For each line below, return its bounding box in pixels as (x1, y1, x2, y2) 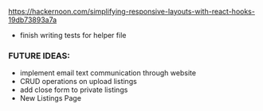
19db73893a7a (8, 15, 57, 25)
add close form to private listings (19, 85, 128, 94)
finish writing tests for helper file (19, 31, 127, 40)
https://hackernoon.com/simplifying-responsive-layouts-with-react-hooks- (8, 7, 255, 16)
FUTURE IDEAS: (8, 50, 70, 61)
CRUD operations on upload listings (19, 77, 137, 86)
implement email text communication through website (19, 68, 197, 78)
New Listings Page (19, 94, 82, 103)
